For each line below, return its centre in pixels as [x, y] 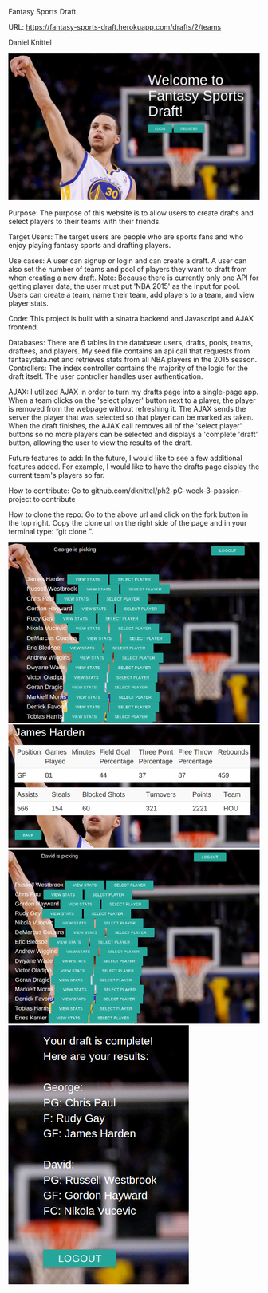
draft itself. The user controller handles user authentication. [106, 376]
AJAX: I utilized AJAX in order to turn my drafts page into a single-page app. [134, 392]
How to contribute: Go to [49, 491]
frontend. [24, 327]
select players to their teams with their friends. [85, 221]
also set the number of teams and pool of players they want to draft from [128, 269]
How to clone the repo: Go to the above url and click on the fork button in [128, 514]
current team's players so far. [57, 475]
